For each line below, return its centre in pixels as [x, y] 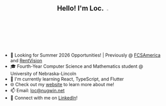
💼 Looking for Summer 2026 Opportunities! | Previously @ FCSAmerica [85, 55]
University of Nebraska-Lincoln [43, 73]
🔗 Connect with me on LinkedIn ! [44, 98]
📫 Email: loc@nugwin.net [37, 90]
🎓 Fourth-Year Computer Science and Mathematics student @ [77, 66]
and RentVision [26, 60]
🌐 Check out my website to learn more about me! [62, 84]
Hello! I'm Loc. [80, 8]
